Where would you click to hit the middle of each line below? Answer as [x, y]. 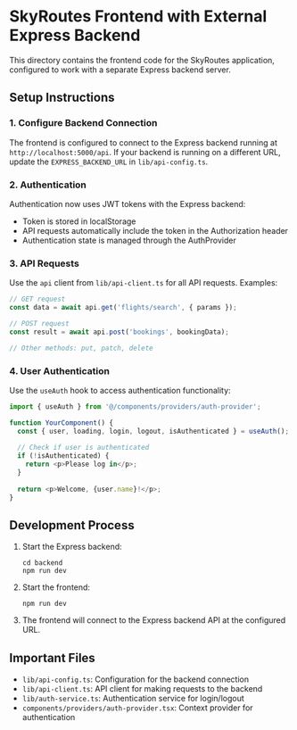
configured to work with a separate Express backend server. [120, 70]
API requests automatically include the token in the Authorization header [155, 230]
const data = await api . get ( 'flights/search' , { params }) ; [124, 308]
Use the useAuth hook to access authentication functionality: [120, 390]
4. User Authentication [59, 370]
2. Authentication [48, 185]
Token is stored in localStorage [79, 221]
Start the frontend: [56, 587]
